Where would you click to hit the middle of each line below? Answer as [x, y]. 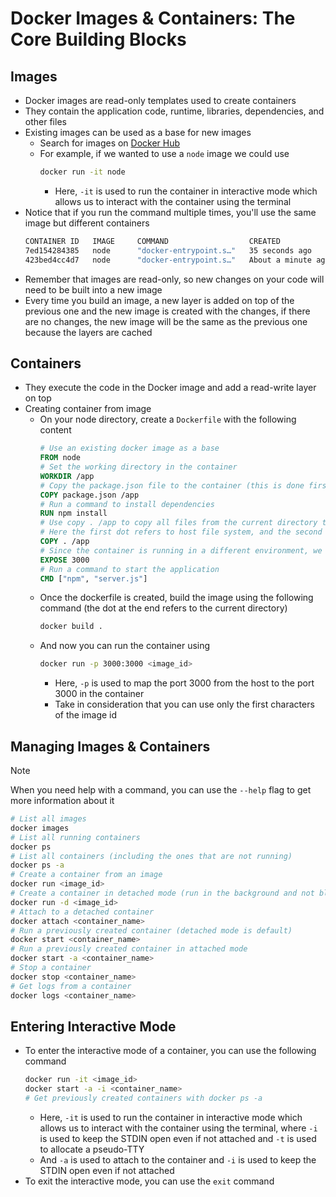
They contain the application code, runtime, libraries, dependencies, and [174, 111]
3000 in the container [99, 694]
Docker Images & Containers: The [153, 18]
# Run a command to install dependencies [127, 504]
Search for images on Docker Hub [110, 143]
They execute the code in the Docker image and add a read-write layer [170, 388]
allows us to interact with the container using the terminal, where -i [178, 1128]
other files [45, 121]
